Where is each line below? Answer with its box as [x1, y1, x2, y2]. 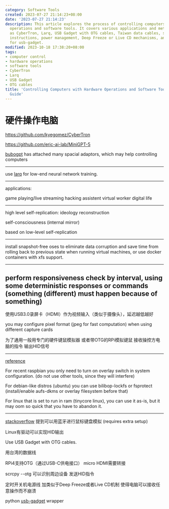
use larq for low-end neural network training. [5, 171, 98, 177]
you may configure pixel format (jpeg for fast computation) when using [5, 321, 152, 327]
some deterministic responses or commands [5, 281, 148, 290]
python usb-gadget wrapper [5, 498, 64, 504]
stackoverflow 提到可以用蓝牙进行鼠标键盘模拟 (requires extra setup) [5, 418, 148, 425]
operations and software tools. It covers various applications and [10, 26, 156, 31]
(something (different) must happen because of [5, 289, 157, 298]
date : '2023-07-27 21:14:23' [5, 17, 66, 22]
